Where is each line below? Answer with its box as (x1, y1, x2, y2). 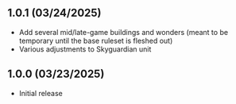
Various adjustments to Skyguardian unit (18, 44, 152, 54)
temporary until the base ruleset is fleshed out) (18, 36, 173, 45)
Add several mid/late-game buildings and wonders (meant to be (18, 27, 228, 37)
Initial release (18, 88, 63, 98)
